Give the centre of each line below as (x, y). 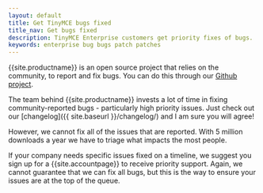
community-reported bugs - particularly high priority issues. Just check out (131, 108)
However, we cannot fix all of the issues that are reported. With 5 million (126, 132)
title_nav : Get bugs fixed (53, 30)
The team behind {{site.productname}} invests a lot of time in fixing (118, 100)
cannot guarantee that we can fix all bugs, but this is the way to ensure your (132, 172)
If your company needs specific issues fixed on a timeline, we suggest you (130, 156)
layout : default (35, 15)
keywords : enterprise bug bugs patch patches (84, 45)
